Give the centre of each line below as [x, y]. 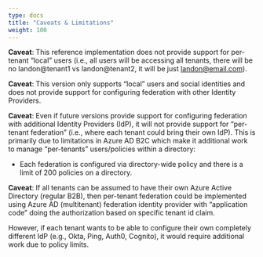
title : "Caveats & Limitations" [61, 23]
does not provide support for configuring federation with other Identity [122, 92]
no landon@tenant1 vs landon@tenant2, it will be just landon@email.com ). [128, 69]
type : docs [26, 15]
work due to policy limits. [49, 244]
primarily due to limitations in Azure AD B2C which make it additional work [128, 141]
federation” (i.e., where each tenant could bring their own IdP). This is [143, 132]
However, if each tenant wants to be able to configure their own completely [130, 228]
